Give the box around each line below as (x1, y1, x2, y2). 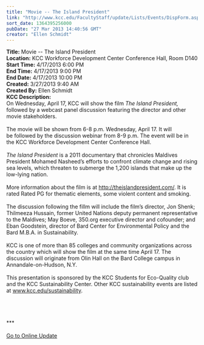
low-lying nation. (6, 171, 49, 178)
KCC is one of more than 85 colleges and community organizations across (6, 242, 192, 249)
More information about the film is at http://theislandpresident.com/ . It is (6, 183, 186, 191)
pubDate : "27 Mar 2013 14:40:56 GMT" (6, 26, 102, 32)
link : (6, 15, 20, 21)
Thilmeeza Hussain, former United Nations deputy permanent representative (6, 210, 198, 217)
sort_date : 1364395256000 (6, 20, 72, 26)
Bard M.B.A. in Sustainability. (6, 229, 79, 236)
